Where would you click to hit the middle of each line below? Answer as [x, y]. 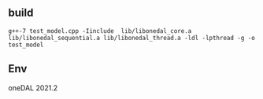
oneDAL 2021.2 [33, 88]
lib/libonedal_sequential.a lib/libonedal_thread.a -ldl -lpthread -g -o [132, 38]
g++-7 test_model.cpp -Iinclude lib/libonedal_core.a [100, 31]
